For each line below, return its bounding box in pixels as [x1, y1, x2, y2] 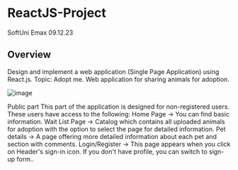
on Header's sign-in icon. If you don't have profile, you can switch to [7, 147, 208, 156]
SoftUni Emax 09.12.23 [7, 28, 74, 37]
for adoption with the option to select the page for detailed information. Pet [7, 125, 226, 133]
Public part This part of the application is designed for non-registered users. [7, 102, 230, 111]
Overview [7, 49, 52, 61]
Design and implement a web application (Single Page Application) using [7, 67, 220, 75]
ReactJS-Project [7, 5, 106, 21]
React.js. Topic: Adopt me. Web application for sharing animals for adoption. [7, 75, 230, 83]
